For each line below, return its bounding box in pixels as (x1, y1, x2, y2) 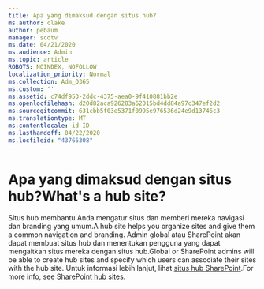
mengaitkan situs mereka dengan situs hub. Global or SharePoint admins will (8, 246, 255, 257)
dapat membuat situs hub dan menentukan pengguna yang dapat (8, 238, 221, 248)
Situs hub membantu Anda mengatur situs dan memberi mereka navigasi (8, 213, 244, 223)
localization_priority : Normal (8, 70, 111, 78)
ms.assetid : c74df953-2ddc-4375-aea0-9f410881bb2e (8, 92, 178, 100)
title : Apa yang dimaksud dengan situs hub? (8, 11, 157, 20)
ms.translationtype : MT (8, 114, 87, 122)
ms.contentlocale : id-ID (8, 122, 90, 129)
